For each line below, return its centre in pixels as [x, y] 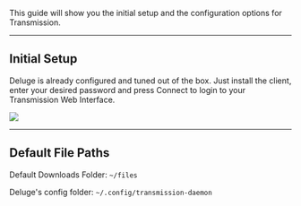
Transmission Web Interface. [62, 99]
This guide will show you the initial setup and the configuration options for [146, 13]
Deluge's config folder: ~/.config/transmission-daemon [111, 192]
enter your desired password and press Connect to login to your [128, 90]
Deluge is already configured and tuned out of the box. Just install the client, [150, 81]
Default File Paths [60, 153]
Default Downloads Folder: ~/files [73, 175]
